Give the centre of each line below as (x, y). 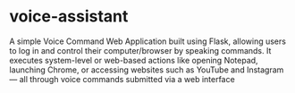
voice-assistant (69, 17)
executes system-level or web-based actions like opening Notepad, (134, 60)
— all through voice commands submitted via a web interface (122, 79)
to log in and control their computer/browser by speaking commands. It (140, 50)
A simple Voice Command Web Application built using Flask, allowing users (147, 41)
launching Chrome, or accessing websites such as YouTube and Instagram (147, 70)
